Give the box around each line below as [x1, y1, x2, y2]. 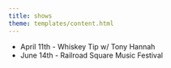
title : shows [8, 11, 53, 20]
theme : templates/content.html [8, 19, 114, 28]
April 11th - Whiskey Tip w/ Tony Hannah [19, 41, 156, 51]
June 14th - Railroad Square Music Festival [19, 50, 164, 60]
